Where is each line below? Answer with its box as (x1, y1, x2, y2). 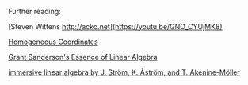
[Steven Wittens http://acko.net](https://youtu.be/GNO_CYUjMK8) (8, 22, 223, 31)
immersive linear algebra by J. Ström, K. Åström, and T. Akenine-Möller (8, 68, 240, 77)
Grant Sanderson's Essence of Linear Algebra (8, 53, 158, 61)
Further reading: (8, 7, 61, 16)
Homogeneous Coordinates (8, 37, 98, 46)
